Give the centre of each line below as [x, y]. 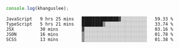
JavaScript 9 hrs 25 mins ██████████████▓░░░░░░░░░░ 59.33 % [90, 19]
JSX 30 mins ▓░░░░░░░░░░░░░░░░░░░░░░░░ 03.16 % [90, 29]
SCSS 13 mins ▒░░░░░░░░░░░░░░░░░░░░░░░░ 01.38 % [90, 39]
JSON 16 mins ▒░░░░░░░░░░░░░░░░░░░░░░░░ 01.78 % [90, 34]
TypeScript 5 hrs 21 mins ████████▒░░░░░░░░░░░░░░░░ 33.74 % [90, 24]
